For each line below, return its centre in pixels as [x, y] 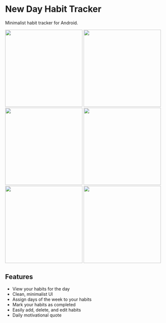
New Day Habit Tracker [53, 9]
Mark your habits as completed [44, 304]
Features [19, 277]
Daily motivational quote [37, 315]
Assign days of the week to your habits [52, 299]
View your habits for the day [41, 289]
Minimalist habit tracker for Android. [41, 23]
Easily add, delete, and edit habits [47, 310]
